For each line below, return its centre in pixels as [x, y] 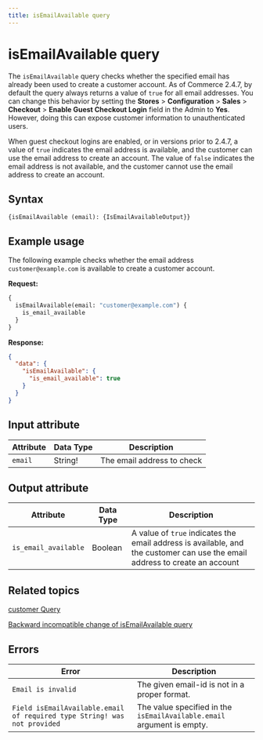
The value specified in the [184, 707]
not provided [36, 724]
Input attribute [44, 425]
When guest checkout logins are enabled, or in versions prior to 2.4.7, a [123, 141]
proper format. [163, 694]
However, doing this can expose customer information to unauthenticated [126, 118]
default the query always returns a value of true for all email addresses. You [131, 93]
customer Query [34, 610]
